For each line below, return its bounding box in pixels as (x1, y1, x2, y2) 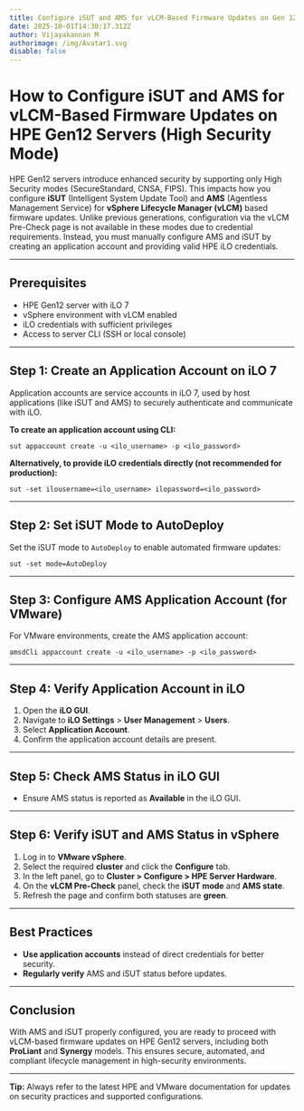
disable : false (9, 47, 67, 56)
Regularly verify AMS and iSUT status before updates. (22, 968, 228, 979)
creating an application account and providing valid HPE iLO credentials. (9, 241, 279, 252)
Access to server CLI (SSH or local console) (22, 328, 187, 340)
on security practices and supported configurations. (9, 1091, 204, 1102)
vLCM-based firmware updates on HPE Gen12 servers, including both (9, 1036, 269, 1047)
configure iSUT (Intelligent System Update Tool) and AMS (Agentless (9, 193, 268, 204)
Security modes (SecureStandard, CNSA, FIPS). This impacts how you (9, 183, 271, 195)
